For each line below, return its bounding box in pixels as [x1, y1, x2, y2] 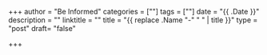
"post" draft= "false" [8, 24, 76, 33]
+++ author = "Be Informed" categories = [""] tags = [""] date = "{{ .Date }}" [8, 7, 260, 16]
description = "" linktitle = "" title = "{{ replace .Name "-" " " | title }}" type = [8, 15, 258, 25]
